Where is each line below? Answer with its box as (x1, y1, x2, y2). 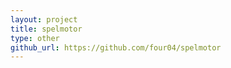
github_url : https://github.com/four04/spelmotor (10, 42, 222, 53)
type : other (10, 33, 60, 43)
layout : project (10, 14, 78, 25)
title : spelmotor (10, 24, 83, 34)
